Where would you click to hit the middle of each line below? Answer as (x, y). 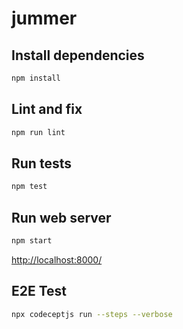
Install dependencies (78, 55)
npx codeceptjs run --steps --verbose (92, 314)
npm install (36, 78)
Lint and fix (47, 109)
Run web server (61, 217)
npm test (29, 187)
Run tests (41, 163)
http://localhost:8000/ (57, 259)
